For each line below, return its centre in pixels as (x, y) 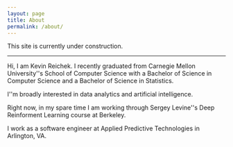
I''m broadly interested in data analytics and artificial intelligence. (100, 94)
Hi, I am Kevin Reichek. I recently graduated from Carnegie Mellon (102, 66)
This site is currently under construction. (65, 46)
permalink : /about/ (35, 26)
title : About (26, 20)
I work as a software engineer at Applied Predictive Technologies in (103, 128)
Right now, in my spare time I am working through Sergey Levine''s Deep (111, 107)
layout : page (26, 14)
